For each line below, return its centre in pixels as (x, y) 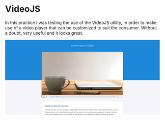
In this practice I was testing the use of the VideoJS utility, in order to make (81, 23)
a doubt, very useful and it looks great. (44, 33)
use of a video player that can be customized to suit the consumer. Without (81, 27)
